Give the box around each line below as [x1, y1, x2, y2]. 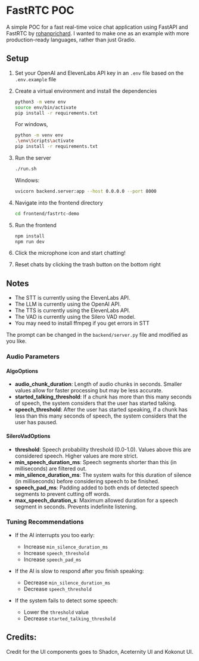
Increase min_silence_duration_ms [23, 543, 108, 550]
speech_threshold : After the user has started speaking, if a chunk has [14, 406, 188, 413]
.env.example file [14, 75, 57, 83]
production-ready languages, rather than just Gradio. [6, 36, 136, 43]
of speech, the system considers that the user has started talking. [14, 400, 177, 407]
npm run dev [14, 239, 45, 245]
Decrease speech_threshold [23, 585, 92, 592]
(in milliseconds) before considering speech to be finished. [14, 477, 160, 485]
